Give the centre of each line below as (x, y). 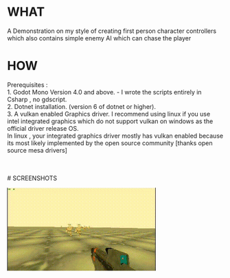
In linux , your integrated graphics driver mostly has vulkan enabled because (115, 136)
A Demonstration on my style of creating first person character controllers (112, 31)
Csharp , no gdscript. (37, 99)
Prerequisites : (27, 85)
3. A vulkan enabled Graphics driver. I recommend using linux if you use (109, 114)
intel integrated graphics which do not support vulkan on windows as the (110, 121)
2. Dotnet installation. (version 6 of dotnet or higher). (82, 106)
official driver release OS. (43, 128)
